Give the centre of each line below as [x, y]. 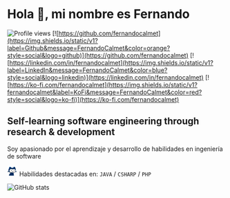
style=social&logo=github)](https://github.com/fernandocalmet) [98, 55]
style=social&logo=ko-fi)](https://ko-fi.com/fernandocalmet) [93, 99]
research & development [61, 132]
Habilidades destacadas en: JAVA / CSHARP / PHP [85, 174]
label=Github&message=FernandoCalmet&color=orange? [89, 48]
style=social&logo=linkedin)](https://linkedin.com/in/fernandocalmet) [105, 77]
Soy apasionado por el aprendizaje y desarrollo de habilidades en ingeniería [115, 149]
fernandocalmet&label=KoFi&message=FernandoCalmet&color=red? [105, 92]
